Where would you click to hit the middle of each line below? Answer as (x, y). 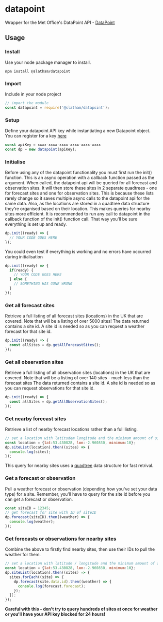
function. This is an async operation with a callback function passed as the (80, 178)
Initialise (15, 162)
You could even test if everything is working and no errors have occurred (78, 252)
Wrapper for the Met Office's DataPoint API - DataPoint (60, 22)
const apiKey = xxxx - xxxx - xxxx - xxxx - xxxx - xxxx (53, 145)
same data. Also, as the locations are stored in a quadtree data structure (77, 204)
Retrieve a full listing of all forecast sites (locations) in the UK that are (74, 316)
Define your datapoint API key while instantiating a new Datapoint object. (78, 131)
